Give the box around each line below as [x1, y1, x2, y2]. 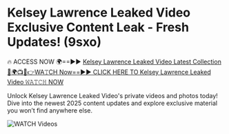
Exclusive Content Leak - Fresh [7, 19, 190, 35]
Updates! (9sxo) [7, 35, 102, 50]
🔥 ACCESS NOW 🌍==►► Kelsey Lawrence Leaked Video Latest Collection [7, 57, 222, 66]
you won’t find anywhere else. [7, 106, 93, 115]
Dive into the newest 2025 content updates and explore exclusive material [7, 99, 218, 107]
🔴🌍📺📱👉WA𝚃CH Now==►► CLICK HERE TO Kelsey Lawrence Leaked [7, 68, 212, 76]
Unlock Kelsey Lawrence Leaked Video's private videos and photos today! [7, 91, 219, 99]
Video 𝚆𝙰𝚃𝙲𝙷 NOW [7, 77, 64, 86]
